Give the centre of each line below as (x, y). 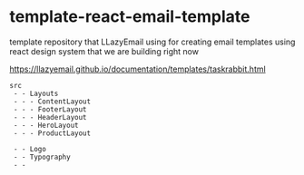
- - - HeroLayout (46, 125)
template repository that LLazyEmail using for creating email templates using (152, 42)
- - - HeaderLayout (50, 117)
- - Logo (30, 149)
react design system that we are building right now (104, 51)
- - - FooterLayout (50, 109)
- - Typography (42, 157)
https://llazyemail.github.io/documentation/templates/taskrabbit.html (137, 69)
